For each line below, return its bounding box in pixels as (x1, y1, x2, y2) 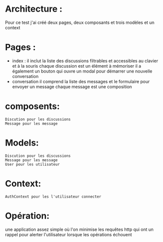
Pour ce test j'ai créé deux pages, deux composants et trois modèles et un (5, 19, 155, 25)
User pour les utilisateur (5, 162, 60, 167)
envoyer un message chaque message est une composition (12, 84, 132, 90)
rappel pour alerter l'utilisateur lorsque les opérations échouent (5, 231, 132, 237)
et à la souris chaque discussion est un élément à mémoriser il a (12, 63, 142, 69)
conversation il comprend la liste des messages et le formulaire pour (12, 78, 150, 84)
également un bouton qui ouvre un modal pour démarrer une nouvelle (12, 68, 153, 74)
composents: (5, 101, 60, 112)
